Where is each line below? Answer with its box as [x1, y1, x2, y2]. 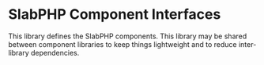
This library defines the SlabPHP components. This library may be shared [8, 31, 247, 41]
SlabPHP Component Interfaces [8, 5, 221, 23]
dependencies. [30, 48, 80, 57]
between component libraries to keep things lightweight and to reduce [8, 39, 237, 49]
